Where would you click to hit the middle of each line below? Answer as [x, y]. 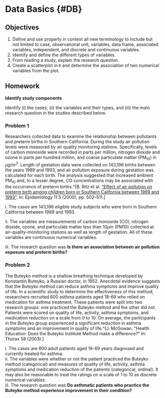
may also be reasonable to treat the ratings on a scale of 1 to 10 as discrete [81, 374]
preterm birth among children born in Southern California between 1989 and [82, 192]
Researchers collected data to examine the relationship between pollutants [81, 136]
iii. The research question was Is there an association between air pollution [82, 247]
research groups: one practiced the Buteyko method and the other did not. [81, 307]
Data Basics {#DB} [44, 9]
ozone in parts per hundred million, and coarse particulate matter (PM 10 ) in [81, 158]
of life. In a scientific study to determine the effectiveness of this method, [79, 291]
